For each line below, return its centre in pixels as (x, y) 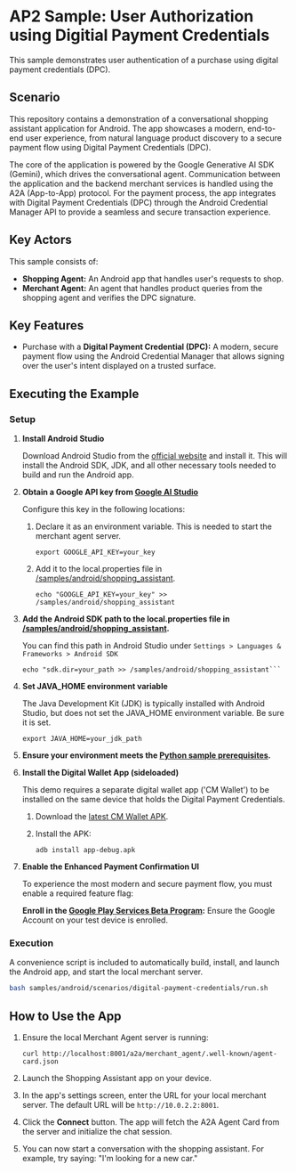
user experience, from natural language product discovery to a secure (154, 138)
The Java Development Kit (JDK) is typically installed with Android (143, 704)
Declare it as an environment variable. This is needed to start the (154, 526)
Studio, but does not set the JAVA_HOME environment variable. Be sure (153, 713)
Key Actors (41, 240)
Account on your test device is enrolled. (95, 920)
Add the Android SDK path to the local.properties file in (126, 619)
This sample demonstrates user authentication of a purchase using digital (144, 60)
